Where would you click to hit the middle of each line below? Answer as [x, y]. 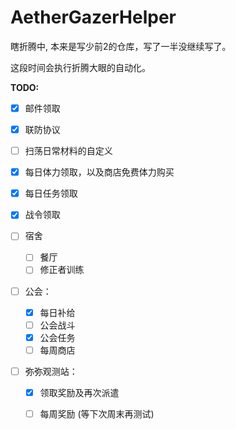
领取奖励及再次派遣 [79, 392]
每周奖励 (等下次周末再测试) [97, 413]
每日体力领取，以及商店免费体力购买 [99, 172]
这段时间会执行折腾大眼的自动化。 [80, 67]
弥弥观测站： [51, 371]
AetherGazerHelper [93, 17]
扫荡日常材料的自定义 [68, 151]
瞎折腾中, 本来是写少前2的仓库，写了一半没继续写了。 [121, 46]
